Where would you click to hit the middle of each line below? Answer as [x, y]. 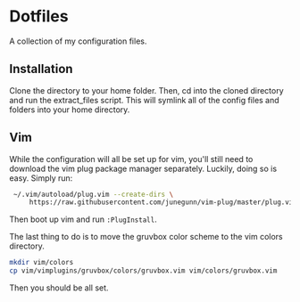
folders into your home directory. [70, 110]
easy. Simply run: [41, 178]
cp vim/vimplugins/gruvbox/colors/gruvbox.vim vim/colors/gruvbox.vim [143, 271]
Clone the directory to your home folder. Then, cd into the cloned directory [146, 90]
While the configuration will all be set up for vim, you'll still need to [131, 159]
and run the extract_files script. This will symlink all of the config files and [144, 100]
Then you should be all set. [59, 288]
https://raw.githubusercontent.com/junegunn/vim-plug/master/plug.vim [163, 202]
